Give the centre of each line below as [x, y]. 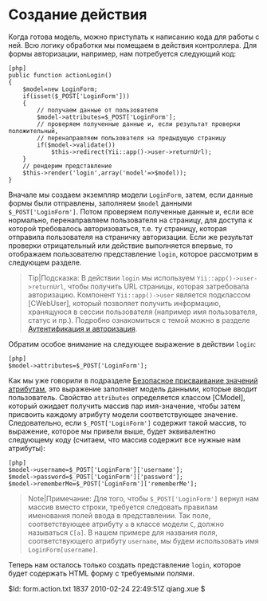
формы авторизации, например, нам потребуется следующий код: [122, 53]
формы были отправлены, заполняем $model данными [100, 203]
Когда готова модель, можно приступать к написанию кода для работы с [134, 37]
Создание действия [78, 15]
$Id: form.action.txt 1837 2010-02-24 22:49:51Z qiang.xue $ [107, 588]
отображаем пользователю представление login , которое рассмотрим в [133, 253]
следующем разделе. [45, 262]
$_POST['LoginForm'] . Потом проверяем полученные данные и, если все [131, 211]
